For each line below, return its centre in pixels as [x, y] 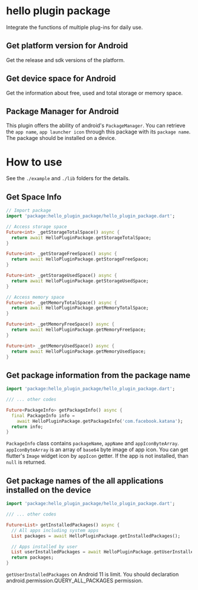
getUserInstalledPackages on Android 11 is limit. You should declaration [93, 574]
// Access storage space [37, 226]
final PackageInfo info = [43, 415]
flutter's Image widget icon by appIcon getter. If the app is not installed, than [97, 456]
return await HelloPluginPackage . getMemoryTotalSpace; [80, 308]
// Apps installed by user [44, 547]
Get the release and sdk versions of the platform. [65, 60]
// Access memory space [35, 297]
